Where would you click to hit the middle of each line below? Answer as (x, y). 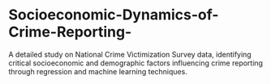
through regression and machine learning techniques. (98, 71)
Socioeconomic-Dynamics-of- (114, 15)
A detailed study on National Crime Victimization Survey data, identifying (130, 54)
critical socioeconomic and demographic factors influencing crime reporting (136, 63)
